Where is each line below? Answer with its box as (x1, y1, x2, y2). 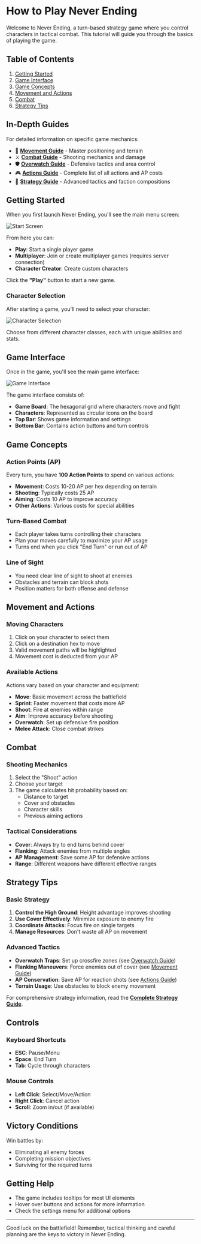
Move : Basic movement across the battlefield (14, 693, 127, 700)
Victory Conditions (6, 1121, 79, 1131)
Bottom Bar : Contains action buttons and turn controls (14, 422, 149, 430)
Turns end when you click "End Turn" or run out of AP (14, 543, 148, 550)
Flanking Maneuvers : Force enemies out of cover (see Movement (14, 963, 178, 970)
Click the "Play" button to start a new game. (6, 277, 115, 284)
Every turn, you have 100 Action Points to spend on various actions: (6, 471, 175, 478)
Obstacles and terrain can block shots (14, 578, 109, 586)
